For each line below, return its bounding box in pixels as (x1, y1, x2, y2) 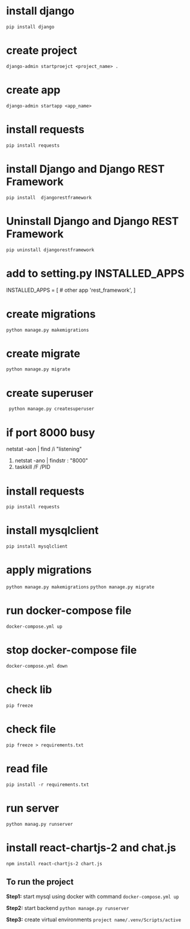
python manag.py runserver (6, 821, 73, 827)
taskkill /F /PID (14, 464, 51, 471)
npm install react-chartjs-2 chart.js (6, 860, 102, 866)
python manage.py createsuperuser (8, 406, 95, 412)
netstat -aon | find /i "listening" (6, 446, 82, 453)
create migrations (6, 307, 96, 320)
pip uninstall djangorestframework (6, 246, 95, 253)
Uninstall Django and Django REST (6, 214, 179, 228)
